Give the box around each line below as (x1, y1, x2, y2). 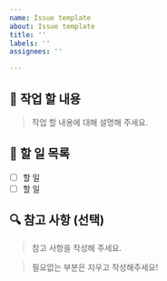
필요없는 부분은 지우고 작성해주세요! (31, 261, 159, 273)
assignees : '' (9, 47, 64, 56)
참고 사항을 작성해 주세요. (31, 242, 123, 253)
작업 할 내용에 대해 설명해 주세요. (31, 116, 148, 127)
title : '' (9, 30, 47, 39)
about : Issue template (9, 22, 95, 31)
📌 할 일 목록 (9, 146, 70, 162)
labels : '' (9, 38, 51, 48)
